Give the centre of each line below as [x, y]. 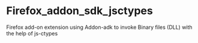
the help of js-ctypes [32, 33]
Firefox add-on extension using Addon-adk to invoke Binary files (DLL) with [100, 27]
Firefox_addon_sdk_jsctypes [79, 11]
